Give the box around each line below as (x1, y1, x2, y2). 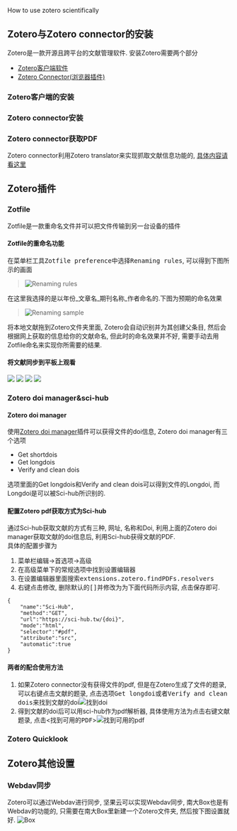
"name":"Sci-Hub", (20, 604, 74, 611)
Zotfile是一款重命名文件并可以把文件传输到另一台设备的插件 (7, 222, 181, 230)
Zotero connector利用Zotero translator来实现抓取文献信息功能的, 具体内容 (7, 151, 222, 159)
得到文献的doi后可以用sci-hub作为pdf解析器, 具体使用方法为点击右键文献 (17, 707, 230, 715)
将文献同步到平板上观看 (7, 358, 76, 366)
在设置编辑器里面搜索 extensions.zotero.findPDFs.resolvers (17, 575, 214, 583)
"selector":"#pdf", (20, 629, 78, 636)
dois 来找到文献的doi (17, 697, 79, 706)
